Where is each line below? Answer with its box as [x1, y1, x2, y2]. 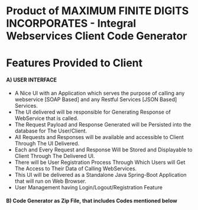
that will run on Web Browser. [14, 177, 87, 185]
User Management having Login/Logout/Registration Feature [14, 183, 163, 190]
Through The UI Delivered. [14, 140, 80, 147]
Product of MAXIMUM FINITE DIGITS [6, 4, 189, 18]
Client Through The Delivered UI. [14, 152, 95, 159]
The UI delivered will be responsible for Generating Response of [14, 108, 171, 115]
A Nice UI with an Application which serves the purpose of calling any [14, 89, 185, 96]
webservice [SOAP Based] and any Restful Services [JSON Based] [14, 96, 177, 103]
